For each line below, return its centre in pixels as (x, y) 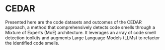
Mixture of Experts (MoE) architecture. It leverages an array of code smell (81, 32)
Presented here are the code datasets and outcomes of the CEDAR (74, 22)
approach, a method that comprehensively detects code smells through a (80, 27)
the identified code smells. (32, 43)
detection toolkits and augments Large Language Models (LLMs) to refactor (82, 38)
